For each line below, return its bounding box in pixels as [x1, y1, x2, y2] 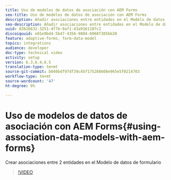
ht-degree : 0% [5, 83, 36, 88]
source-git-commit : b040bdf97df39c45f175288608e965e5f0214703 [5, 69, 140, 74]
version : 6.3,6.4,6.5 [5, 60, 51, 65]
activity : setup [5, 55, 40, 60]
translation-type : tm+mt [5, 64, 58, 69]
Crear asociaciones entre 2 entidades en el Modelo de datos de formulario [5, 159, 161, 165]
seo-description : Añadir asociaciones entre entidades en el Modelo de [5, 21, 160, 27]
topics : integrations [5, 41, 51, 46]
